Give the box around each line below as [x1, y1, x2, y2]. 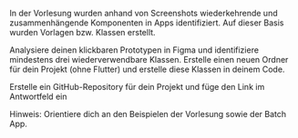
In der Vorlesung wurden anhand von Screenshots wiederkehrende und [9, 8, 278, 18]
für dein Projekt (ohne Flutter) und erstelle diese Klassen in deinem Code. [9, 64, 285, 74]
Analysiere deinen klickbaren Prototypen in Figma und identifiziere [9, 44, 260, 55]
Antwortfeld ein [9, 91, 67, 102]
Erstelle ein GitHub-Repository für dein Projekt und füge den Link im [9, 82, 265, 92]
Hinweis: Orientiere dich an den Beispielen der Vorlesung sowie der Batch [9, 109, 287, 119]
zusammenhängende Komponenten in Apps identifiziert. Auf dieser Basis [9, 17, 284, 28]
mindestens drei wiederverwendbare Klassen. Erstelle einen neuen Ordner [9, 54, 289, 64]
